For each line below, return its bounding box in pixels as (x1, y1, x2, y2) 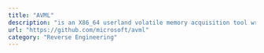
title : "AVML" (8, 11, 55, 19)
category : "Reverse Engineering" (8, 33, 118, 41)
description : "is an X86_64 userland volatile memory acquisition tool (8, 19, 247, 26)
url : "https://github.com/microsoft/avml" (8, 26, 149, 34)
